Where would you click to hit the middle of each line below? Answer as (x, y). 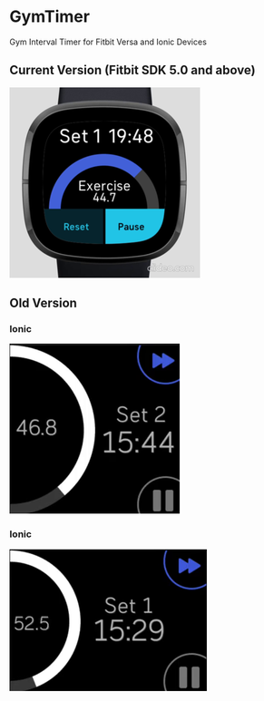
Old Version (43, 303)
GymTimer (50, 17)
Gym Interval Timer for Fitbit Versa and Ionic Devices (108, 42)
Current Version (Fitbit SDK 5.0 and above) (132, 70)
